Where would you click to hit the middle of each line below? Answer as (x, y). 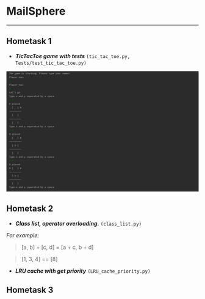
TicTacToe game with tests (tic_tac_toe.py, (73, 56)
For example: (23, 235)
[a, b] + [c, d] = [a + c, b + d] (57, 247)
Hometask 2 (30, 209)
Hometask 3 (30, 290)
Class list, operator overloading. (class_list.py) (78, 223)
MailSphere (36, 11)
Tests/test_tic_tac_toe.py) (51, 63)
